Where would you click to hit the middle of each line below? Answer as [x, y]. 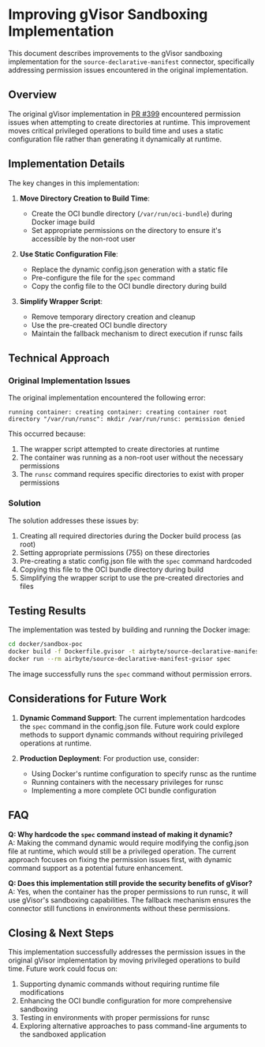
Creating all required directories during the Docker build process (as [131, 535]
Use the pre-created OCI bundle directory [99, 325]
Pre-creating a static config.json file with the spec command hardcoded [136, 561]
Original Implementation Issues [69, 381]
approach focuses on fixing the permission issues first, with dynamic [120, 859]
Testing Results [47, 611]
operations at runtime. [56, 743]
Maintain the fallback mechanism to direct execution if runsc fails [137, 333]
